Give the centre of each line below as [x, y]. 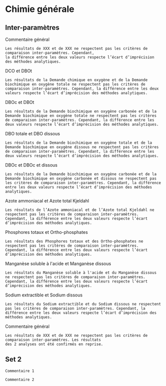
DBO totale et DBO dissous [33, 134]
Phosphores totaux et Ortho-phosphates [46, 232]
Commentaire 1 [20, 371]
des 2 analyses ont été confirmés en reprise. [54, 344]
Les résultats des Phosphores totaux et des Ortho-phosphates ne [74, 241]
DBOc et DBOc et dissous [31, 165]
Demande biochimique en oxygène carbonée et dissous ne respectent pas [81, 179]
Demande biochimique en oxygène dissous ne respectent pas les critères [82, 147]
